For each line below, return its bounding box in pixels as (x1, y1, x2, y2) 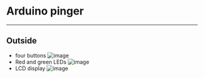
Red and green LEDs (15, 58, 67, 65)
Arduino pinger (6, 4, 84, 18)
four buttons (15, 51, 47, 59)
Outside (6, 36, 37, 46)
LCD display (15, 65, 46, 72)
